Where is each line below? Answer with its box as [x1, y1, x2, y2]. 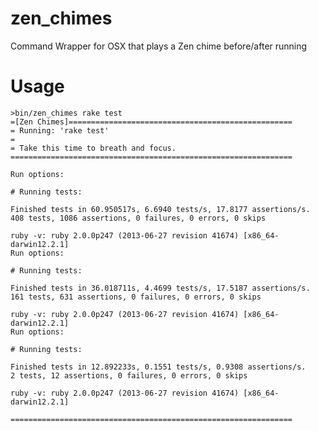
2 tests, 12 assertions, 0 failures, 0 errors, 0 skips [10, 370, 248, 381]
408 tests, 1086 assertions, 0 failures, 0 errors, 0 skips [10, 213, 267, 223]
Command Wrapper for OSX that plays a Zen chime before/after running [10, 40, 308, 52]
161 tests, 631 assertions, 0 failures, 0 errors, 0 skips [10, 292, 262, 302]
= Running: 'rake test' [10, 125, 110, 136]
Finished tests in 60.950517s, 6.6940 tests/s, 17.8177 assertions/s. [10, 204, 311, 214]
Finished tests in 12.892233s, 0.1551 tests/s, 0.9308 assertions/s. [10, 362, 307, 372]
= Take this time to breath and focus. [10, 143, 177, 153]
